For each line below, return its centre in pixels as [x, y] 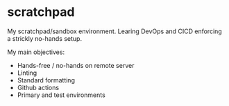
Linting [27, 73]
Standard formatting [46, 80]
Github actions [38, 87]
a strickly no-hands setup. [44, 38]
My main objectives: [36, 52]
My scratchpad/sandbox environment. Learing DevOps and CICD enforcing [114, 31]
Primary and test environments [61, 95]
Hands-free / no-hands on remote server [76, 65]
